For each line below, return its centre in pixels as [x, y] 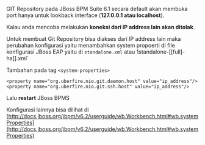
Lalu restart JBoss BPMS [38, 98]
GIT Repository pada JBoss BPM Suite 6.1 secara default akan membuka [97, 9]
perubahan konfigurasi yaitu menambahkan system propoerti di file [91, 45]
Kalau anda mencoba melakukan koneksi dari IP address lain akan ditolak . [101, 27]
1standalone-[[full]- [161, 52]
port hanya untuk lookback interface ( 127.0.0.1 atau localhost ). [85, 15]
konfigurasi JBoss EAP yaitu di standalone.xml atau [71, 52]
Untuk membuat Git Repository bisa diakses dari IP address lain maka [94, 39]
